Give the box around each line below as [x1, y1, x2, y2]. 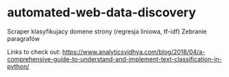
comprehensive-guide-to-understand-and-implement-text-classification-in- [7, 55, 223, 63]
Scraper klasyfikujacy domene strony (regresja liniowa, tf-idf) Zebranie [7, 27, 207, 35]
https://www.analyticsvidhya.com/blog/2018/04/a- [62, 48, 206, 56]
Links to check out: [7, 48, 61, 56]
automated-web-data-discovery [7, 5, 197, 20]
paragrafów [7, 34, 40, 42]
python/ [7, 62, 29, 70]
